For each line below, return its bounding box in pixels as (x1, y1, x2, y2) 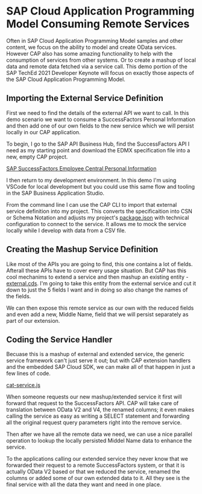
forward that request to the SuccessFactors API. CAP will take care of (6, 400, 179, 407)
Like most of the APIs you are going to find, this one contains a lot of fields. (6, 260, 193, 267)
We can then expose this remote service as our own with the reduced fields (6, 304, 194, 311)
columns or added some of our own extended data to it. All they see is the (6, 475, 190, 482)
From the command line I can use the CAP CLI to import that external (6, 201, 177, 208)
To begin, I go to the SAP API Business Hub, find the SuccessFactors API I (6, 140, 190, 148)
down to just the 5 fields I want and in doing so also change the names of (6, 286, 188, 293)
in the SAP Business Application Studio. (6, 189, 104, 197)
